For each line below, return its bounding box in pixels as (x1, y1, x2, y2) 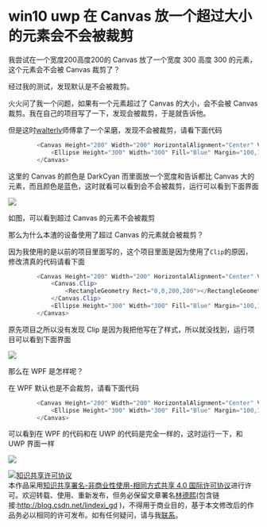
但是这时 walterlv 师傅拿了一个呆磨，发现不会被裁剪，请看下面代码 (8, 125, 222, 135)
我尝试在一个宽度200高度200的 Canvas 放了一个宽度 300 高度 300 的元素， (8, 55, 257, 64)
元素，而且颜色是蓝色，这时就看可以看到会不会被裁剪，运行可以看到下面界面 (8, 181, 259, 190)
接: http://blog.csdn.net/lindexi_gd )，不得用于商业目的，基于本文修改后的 (8, 501, 248, 510)
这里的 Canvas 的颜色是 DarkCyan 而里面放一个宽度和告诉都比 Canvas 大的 (8, 171, 255, 181)
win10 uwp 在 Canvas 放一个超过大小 (8, 7, 253, 25)
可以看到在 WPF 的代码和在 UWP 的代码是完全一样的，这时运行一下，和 (8, 429, 243, 439)
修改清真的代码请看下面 (8, 256, 85, 266)
